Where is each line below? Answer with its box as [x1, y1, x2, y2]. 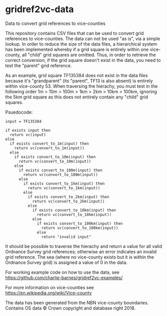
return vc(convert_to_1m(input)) [14, 146, 85, 151]
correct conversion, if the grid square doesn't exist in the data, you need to [5, 57, 161, 63]
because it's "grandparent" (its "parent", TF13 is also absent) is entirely [5, 78, 153, 84]
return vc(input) [10, 132, 46, 137]
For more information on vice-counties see [5, 284, 94, 290]
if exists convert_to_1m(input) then [10, 141, 89, 146]
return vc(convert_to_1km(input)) [27, 185, 100, 191]
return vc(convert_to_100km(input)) [41, 225, 119, 230]
